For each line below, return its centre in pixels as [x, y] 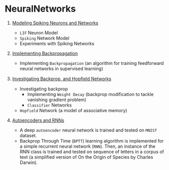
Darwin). [29, 162]
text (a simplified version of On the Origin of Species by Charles [86, 157]
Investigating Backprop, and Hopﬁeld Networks [62, 79]
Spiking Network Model [44, 38]
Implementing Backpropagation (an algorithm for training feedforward [92, 63]
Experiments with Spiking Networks [57, 43]
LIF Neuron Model [39, 32]
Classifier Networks [49, 105]
